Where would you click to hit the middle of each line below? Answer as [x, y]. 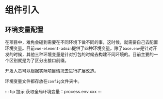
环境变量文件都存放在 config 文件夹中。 [43, 81]
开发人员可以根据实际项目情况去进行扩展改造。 [52, 71]
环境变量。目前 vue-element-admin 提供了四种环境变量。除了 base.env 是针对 [79, 48]
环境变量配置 [24, 30]
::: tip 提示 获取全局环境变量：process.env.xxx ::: [53, 91]
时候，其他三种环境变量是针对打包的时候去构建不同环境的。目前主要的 [83, 54]
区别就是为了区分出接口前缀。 [39, 60]
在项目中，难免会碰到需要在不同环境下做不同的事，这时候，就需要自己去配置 [81, 42]
